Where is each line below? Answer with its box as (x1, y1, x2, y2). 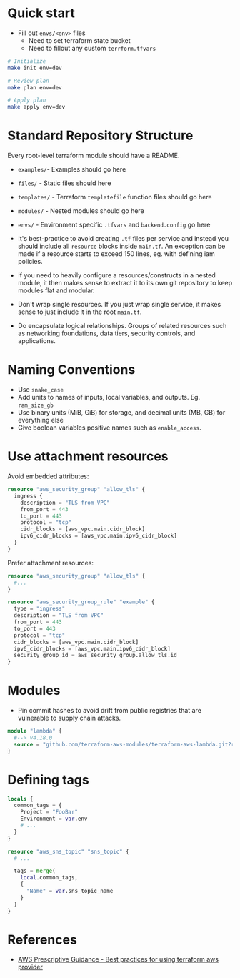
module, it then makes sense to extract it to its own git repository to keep (17, 279, 233, 287)
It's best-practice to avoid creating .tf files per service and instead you (17, 234, 229, 243)
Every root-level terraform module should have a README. (7, 152, 180, 160)
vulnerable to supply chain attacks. (17, 713, 121, 723)
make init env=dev (7, 64, 62, 71)
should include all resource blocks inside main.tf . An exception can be (17, 242, 226, 251)
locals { (7, 795, 34, 802)
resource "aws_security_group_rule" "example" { (7, 598, 155, 606)
